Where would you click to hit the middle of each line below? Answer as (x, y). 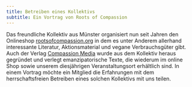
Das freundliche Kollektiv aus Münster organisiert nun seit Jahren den (92, 34)
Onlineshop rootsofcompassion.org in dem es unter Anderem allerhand (94, 41)
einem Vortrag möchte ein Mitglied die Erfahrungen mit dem (80, 72)
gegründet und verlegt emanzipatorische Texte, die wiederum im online (94, 60)
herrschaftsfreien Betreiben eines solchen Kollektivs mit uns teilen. (88, 79)
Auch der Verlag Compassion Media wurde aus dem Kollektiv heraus (91, 53)
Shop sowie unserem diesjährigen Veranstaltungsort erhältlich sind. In (93, 66)
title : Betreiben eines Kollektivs (51, 12)
